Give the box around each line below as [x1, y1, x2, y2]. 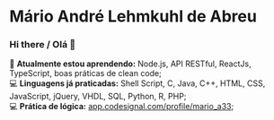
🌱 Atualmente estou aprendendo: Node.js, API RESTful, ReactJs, [9, 58, 252, 69]
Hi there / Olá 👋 [9, 39, 76, 51]
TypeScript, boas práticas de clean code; [9, 68, 162, 79]
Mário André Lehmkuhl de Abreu [9, 6, 258, 27]
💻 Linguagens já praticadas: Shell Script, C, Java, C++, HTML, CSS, [9, 78, 266, 89]
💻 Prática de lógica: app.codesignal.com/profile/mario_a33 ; [9, 101, 234, 112]
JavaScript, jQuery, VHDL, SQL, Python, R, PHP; [9, 91, 187, 102]
